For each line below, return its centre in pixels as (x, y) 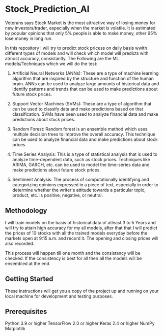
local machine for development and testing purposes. (59, 296)
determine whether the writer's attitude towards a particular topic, (79, 190)
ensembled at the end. (28, 263)
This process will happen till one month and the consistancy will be (73, 253)
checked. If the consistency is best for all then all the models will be (74, 258)
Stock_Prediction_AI (47, 9)
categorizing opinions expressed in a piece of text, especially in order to (85, 185)
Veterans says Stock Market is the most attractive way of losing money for (80, 23)
